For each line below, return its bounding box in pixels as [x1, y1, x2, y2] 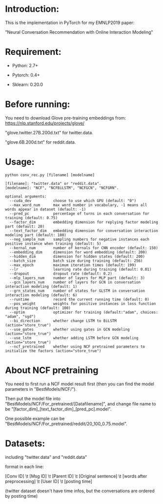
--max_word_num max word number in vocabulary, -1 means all [9, 202, 147, 207]
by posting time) [5, 493, 38, 499]
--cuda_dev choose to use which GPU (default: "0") [9, 198, 137, 203]
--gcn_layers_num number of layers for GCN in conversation [9, 279, 141, 285]
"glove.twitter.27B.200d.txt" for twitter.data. [5, 129, 94, 135]
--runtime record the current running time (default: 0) [9, 297, 150, 302]
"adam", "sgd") [5, 314, 36, 319]
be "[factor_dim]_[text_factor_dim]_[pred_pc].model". [5, 406, 112, 412]
